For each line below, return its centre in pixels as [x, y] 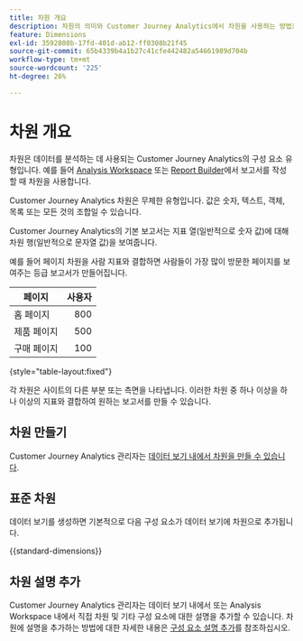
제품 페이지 [36, 331]
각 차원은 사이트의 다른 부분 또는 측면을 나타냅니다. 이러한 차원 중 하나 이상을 [144, 390]
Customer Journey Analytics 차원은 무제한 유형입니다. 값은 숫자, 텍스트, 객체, [147, 200]
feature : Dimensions [48, 34]
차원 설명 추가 [45, 582]
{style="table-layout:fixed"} [61, 371]
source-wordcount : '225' [56, 69]
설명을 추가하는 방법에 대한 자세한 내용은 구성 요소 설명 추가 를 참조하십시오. [158, 627]
